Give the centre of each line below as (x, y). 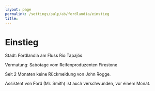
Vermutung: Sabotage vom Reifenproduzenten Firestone (61, 65)
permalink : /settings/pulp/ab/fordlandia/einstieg (57, 14)
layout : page (18, 9)
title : (12, 18)
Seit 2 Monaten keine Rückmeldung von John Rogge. (58, 74)
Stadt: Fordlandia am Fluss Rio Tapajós (44, 55)
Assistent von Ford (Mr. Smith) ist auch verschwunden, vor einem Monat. (78, 84)
